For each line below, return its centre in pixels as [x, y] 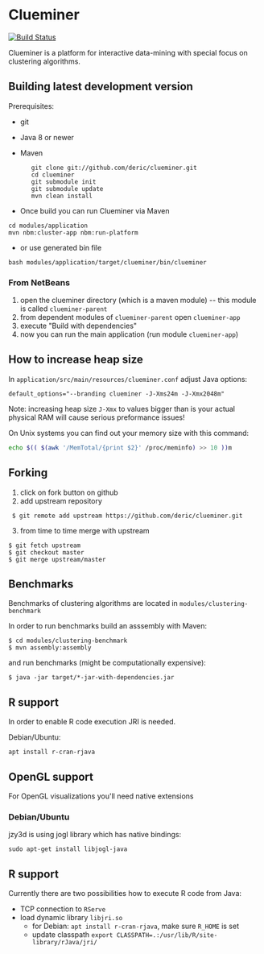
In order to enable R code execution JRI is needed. [92, 722]
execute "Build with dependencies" [78, 326]
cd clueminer [53, 175]
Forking [28, 473]
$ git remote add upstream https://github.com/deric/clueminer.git [127, 516]
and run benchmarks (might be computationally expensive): [107, 663]
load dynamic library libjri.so [71, 918]
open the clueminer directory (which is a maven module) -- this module [138, 301]
